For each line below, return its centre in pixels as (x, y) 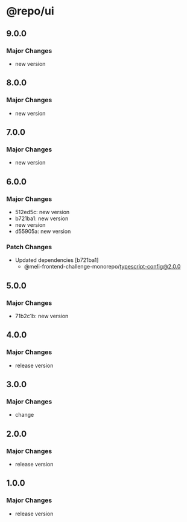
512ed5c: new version (42, 212)
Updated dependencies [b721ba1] (57, 260)
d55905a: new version (43, 231)
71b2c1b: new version (42, 316)
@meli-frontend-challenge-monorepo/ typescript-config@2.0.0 (102, 267)
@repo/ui (30, 11)
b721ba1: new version (42, 218)
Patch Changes (29, 247)
